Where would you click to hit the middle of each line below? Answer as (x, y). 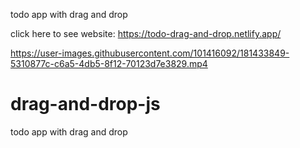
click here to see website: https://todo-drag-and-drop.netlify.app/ (146, 33)
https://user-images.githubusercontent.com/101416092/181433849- (150, 53)
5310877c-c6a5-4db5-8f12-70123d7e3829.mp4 (109, 63)
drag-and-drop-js (85, 104)
